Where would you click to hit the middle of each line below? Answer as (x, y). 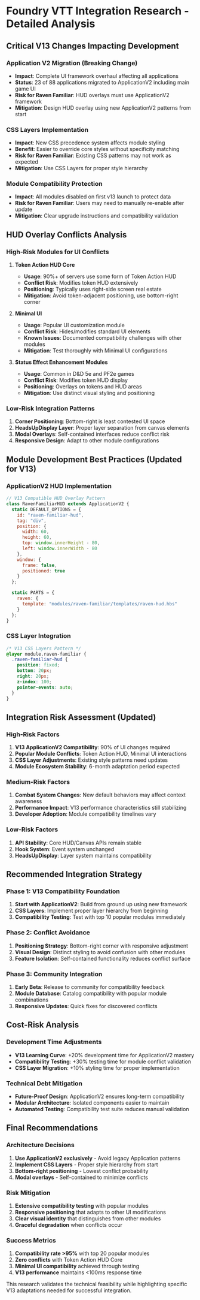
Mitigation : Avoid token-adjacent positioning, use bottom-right (101, 295)
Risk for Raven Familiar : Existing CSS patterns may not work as (93, 156)
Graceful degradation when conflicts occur (69, 1224)
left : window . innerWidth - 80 (59, 549)
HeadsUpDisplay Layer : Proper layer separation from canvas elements (102, 428)
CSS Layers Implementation (47, 129)
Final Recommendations (52, 1128)
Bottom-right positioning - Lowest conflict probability (81, 1171)
